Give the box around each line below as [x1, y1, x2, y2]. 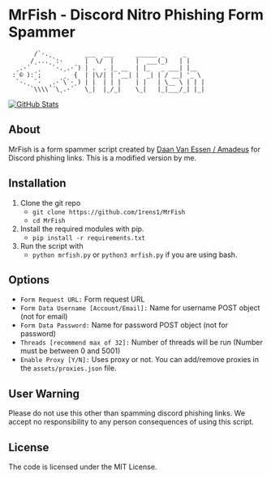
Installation [8, 177, 67, 190]
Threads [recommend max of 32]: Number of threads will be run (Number [19, 338, 264, 348]
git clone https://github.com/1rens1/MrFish [32, 208, 186, 216]
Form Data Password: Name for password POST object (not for [19, 320, 229, 330]
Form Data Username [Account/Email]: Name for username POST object [19, 303, 260, 313]
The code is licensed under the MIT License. [8, 462, 157, 472]
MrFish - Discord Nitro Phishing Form [8, 6, 264, 24]
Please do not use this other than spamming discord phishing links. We [8, 408, 246, 418]
